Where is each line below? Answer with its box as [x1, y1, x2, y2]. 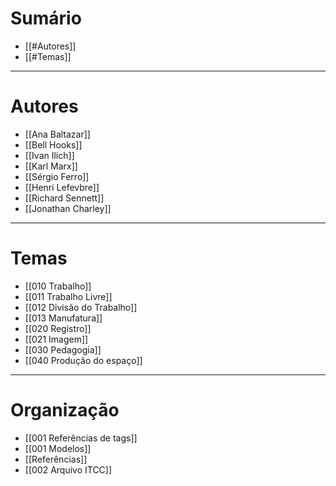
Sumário [10, 7, 82, 30]
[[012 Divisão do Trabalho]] [24, 301, 138, 313]
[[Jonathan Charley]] [24, 202, 112, 214]
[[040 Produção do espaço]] [24, 354, 143, 366]
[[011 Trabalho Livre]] [24, 290, 113, 302]
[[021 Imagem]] [24, 333, 89, 345]
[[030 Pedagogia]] [24, 343, 102, 356]
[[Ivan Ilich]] [24, 149, 75, 161]
